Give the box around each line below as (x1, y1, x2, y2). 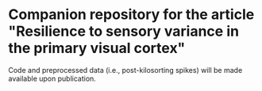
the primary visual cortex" (8, 40, 186, 57)
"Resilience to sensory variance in (8, 22, 240, 40)
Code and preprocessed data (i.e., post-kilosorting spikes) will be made (8, 65, 243, 74)
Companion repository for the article (8, 6, 255, 24)
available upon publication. (8, 74, 97, 83)
